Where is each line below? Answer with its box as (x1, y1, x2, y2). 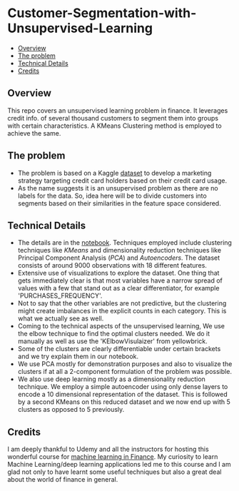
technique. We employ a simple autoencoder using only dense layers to (17, 383, 228, 391)
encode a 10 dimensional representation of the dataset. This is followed (17, 390, 228, 399)
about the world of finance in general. (7, 475, 118, 484)
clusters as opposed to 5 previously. (17, 405, 125, 414)
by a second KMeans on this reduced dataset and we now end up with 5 (17, 398, 230, 406)
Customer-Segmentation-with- (7, 5, 197, 21)
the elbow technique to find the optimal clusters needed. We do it (17, 330, 210, 338)
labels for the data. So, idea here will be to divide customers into (17, 191, 207, 200)
